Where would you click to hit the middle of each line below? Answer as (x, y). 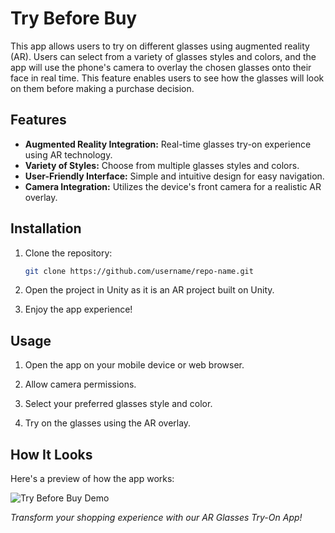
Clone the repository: (68, 253)
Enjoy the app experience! (78, 309)
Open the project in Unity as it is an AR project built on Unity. (149, 290)
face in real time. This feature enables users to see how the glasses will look (167, 78)
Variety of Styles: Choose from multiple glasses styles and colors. (162, 165)
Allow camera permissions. (80, 384)
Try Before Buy (74, 18)
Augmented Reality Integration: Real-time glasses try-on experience (168, 144)
